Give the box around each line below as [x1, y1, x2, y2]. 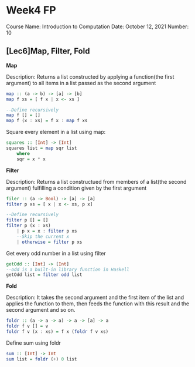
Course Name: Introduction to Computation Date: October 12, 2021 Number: [6, 23, 189, 30]
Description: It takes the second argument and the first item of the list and [6, 294, 184, 301]
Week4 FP [6, 4, 57, 17]
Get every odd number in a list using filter [6, 250, 107, 257]
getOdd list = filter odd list [6, 272, 83, 278]
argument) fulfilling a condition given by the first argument [6, 184, 147, 191]
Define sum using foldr [6, 339, 61, 346]
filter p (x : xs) [6, 223, 51, 229]
